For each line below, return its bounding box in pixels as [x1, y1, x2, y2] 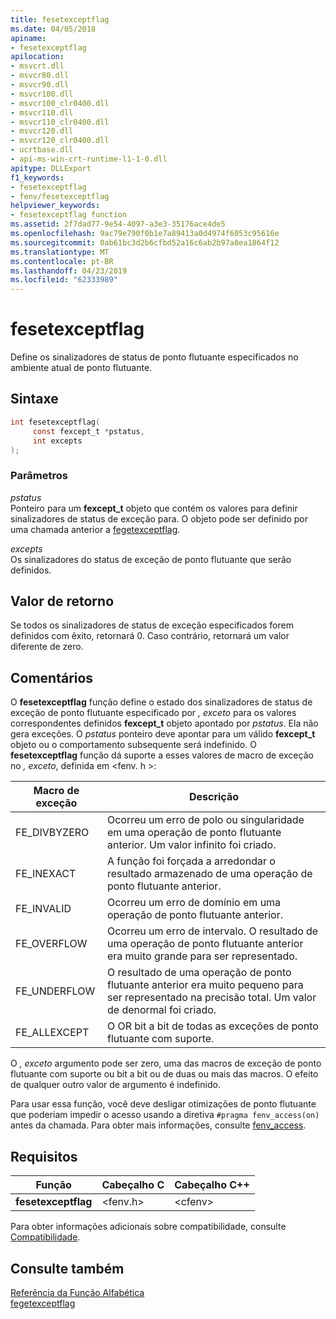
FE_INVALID [15, 902, 72, 916]
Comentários [10, 669, 94, 686]
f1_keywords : [10, 172, 65, 183]
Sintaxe [10, 391, 59, 408]
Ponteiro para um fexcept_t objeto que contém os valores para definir [10, 502, 298, 514]
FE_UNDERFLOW [15, 984, 96, 998]
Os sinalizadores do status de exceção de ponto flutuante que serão [10, 553, 292, 565]
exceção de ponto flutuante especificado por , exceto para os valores [10, 707, 297, 719]
